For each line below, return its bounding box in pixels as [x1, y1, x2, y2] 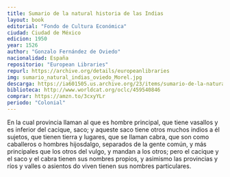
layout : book [7, 16, 44, 23]
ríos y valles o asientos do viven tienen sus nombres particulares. [7, 162, 192, 170]
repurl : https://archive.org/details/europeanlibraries [7, 67, 170, 74]
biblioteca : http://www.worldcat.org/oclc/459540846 [7, 86, 161, 93]
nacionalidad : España [7, 55, 69, 62]
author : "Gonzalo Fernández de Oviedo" [7, 49, 121, 56]
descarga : [7, 80, 36, 87]
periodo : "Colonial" [7, 99, 66, 106]
